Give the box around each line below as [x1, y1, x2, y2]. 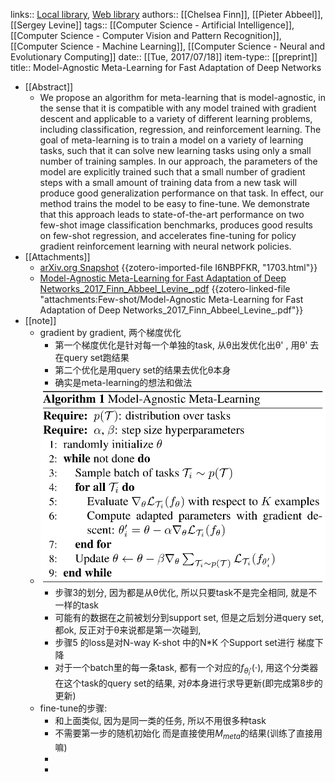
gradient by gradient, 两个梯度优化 [39, 327, 182, 338]
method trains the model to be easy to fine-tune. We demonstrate [39, 198, 311, 209]
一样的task [54, 599, 99, 611]
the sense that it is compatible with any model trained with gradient [39, 102, 317, 114]
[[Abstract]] [24, 81, 74, 93]
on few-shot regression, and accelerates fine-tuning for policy [39, 230, 297, 241]
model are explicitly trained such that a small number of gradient [39, 166, 306, 178]
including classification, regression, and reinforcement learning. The [39, 124, 322, 135]
